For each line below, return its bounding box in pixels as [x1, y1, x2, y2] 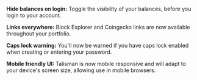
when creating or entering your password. [6, 48, 112, 56]
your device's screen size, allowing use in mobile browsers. [6, 67, 156, 74]
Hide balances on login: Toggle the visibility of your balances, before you [6, 5, 192, 12]
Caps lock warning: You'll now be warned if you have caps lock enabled [6, 42, 189, 49]
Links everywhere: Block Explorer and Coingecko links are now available [6, 24, 190, 31]
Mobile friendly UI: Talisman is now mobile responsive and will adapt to [6, 60, 186, 67]
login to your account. [6, 12, 62, 19]
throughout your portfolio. [6, 30, 71, 37]
